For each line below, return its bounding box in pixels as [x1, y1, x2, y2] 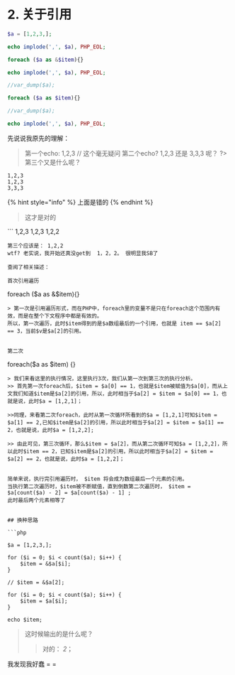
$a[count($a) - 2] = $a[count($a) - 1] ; [7, 489, 132, 496]
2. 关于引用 [7, 6, 72, 23]
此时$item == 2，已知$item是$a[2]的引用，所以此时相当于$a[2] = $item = [12, 448, 214, 455]
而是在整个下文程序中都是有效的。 [17, 312, 103, 320]
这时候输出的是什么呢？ [24, 630, 93, 638]
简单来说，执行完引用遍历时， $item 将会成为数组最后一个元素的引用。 [7, 475, 188, 482]
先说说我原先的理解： [7, 134, 69, 142]
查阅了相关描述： [7, 264, 50, 271]
